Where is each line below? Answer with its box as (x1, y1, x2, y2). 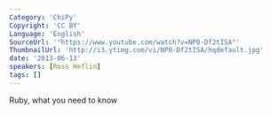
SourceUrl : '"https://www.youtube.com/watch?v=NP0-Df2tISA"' (9, 37, 241, 47)
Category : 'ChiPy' (9, 12, 77, 22)
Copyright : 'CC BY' (9, 21, 82, 30)
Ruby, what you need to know (9, 95, 118, 105)
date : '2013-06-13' (9, 54, 82, 63)
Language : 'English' (9, 29, 86, 38)
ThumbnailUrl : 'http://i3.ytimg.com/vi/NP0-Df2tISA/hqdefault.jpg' (9, 46, 265, 55)
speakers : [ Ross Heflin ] (9, 63, 101, 72)
